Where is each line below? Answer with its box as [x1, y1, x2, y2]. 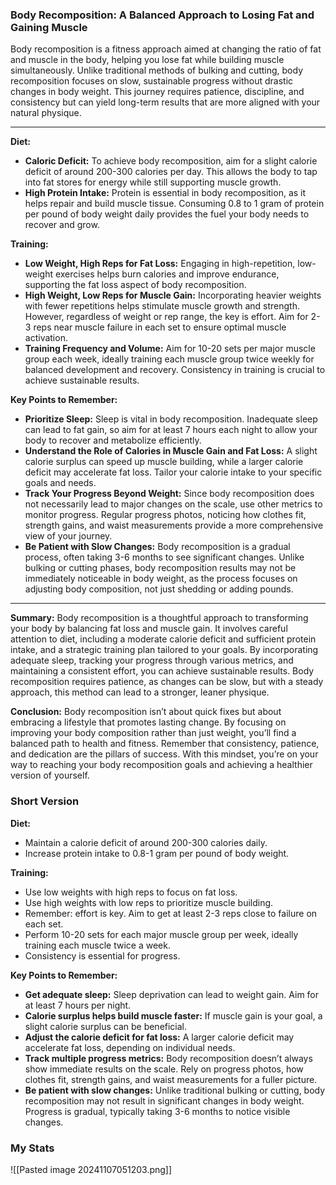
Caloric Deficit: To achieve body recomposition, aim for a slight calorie [24, 155, 318, 167]
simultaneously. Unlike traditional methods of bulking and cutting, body [10, 64, 304, 77]
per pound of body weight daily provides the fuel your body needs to [24, 208, 310, 220]
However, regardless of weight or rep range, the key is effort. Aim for [24, 311, 309, 323]
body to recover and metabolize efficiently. [24, 434, 202, 447]
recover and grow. [24, 219, 100, 231]
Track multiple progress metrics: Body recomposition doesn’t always [24, 1052, 313, 1064]
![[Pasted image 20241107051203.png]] [10, 1163, 173, 1175]
